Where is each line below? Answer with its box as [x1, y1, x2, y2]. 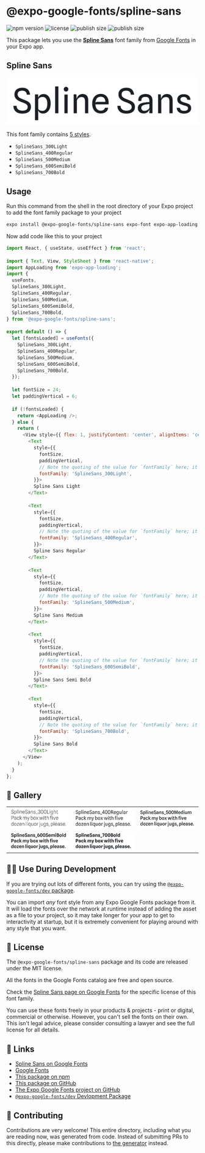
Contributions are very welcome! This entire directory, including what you [6, 1127, 191, 1134]
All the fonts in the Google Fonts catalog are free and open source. [6, 977, 174, 984]
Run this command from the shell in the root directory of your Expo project [6, 203, 193, 210]
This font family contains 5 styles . [6, 131, 92, 138]
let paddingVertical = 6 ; [12, 393, 78, 399]
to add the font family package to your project [6, 209, 122, 216]
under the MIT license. [6, 965, 63, 972]
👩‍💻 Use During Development [6, 864, 117, 875]
